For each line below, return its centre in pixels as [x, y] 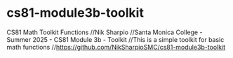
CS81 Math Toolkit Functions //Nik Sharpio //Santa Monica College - [105, 32]
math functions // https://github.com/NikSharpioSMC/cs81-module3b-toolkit [116, 47]
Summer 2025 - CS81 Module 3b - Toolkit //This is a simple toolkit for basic [115, 39]
